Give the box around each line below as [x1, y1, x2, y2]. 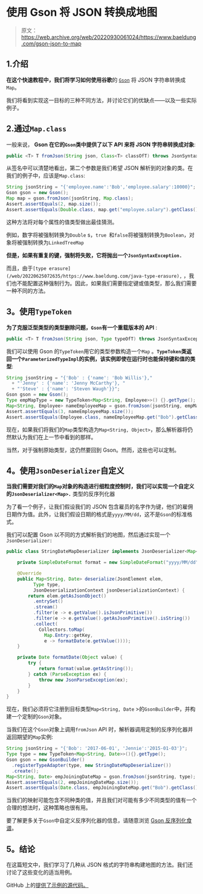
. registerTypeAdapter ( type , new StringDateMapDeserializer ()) [11, 762, 172, 768]
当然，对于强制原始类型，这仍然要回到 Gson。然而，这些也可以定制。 [6, 446, 180, 454]
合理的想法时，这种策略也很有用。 [6, 804, 91, 811]
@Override [17, 570, 42, 576]
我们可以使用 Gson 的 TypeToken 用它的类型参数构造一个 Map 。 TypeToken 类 [6, 347, 187, 354]
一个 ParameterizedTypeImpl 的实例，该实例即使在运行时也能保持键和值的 [11, 355, 190, 362]
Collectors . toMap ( [38, 627, 85, 633]
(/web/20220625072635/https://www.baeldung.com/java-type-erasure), [6, 273, 182, 279]
